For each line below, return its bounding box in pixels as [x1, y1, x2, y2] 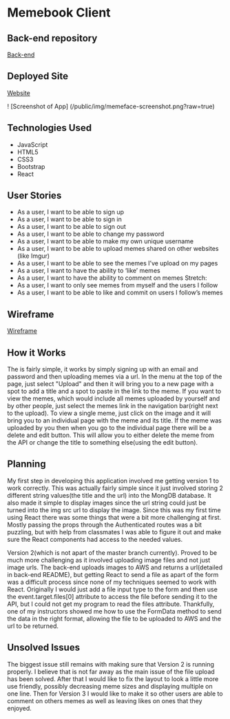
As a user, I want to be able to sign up [17, 208, 125, 216]
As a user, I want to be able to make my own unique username [17, 237, 194, 245]
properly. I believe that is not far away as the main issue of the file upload [7, 667, 215, 676]
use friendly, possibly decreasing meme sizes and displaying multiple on [7, 682, 213, 690]
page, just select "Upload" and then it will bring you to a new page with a [7, 380, 214, 388]
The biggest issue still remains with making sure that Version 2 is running [7, 660, 215, 668]
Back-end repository [7, 32, 98, 44]
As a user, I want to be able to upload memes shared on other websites [17, 245, 219, 253]
